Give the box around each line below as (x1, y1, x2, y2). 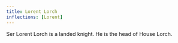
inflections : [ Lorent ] (6, 14, 63, 20)
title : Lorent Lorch (6, 8, 58, 15)
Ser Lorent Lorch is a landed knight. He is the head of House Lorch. (6, 30, 173, 37)
